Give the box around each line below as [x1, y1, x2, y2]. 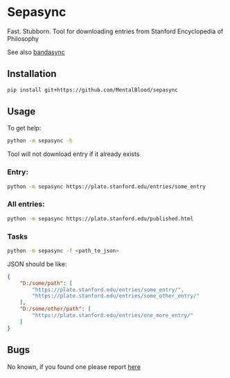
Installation [7, 68, 57, 80]
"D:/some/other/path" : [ [19, 306, 91, 313]
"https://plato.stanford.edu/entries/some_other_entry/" [32, 293, 200, 300]
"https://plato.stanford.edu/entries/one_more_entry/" [32, 312, 194, 319]
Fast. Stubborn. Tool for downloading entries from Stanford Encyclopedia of [7, 27, 224, 35]
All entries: [7, 199, 45, 209]
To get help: [7, 124, 42, 132]
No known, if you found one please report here [7, 362, 141, 371]
